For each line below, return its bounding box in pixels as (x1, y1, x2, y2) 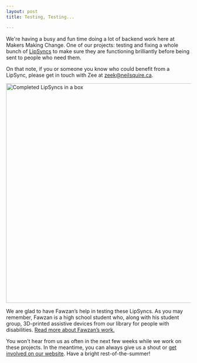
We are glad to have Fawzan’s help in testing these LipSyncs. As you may (6, 307, 184, 314)
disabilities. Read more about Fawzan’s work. (6, 326, 115, 333)
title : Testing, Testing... (6, 14, 75, 20)
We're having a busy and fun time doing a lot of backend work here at (6, 35, 175, 42)
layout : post (6, 8, 38, 15)
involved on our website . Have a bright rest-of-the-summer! (6, 350, 151, 357)
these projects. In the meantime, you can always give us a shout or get (6, 344, 177, 351)
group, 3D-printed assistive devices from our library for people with (6, 320, 169, 327)
